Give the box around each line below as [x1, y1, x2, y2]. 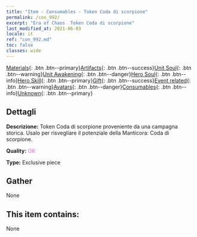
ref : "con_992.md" [6, 37, 52, 42]
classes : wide [6, 48, 42, 54]
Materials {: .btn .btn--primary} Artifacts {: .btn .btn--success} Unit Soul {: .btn [6, 64, 192, 71]
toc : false [6, 42, 33, 48]
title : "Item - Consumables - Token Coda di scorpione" [6, 8, 148, 15]
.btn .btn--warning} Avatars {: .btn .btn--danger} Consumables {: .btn [6, 83, 171, 90]
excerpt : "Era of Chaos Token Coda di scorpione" [6, 20, 135, 26]
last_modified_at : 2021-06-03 [6, 25, 82, 32]
